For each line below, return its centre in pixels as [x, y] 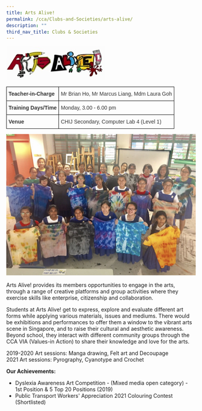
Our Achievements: [31, 371]
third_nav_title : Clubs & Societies [52, 32]
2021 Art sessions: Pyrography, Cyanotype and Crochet [75, 360]
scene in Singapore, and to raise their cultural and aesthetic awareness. [95, 329]
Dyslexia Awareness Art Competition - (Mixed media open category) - [101, 383]
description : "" [26, 25]
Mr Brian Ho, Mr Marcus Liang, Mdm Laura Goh [117, 94]
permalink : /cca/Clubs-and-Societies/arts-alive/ [70, 19]
